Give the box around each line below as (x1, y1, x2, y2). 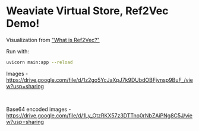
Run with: (6, 47, 30, 55)
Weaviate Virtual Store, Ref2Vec (6, 4, 169, 18)
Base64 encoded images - (6, 106, 71, 113)
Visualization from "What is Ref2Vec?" (6, 36, 100, 43)
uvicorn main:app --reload (6, 59, 73, 65)
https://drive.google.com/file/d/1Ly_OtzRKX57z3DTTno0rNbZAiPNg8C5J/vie (6, 111, 193, 119)
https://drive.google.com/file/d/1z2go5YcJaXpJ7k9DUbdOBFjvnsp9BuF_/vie (6, 76, 193, 84)
